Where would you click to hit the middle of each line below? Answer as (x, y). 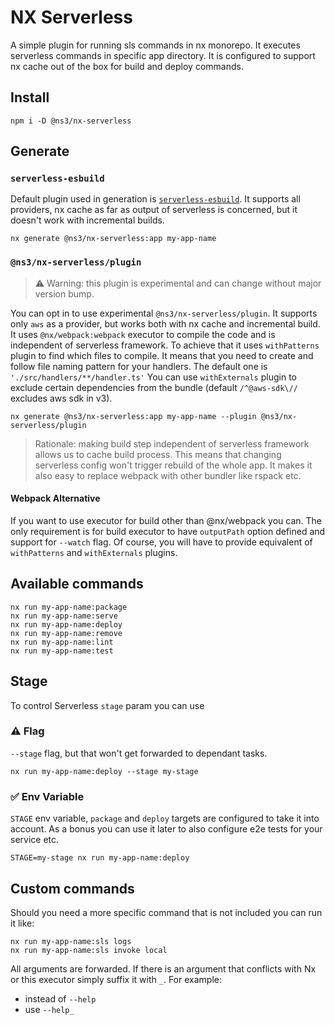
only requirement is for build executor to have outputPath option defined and (168, 531)
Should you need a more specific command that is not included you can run (166, 912)
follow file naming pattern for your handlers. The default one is (139, 366)
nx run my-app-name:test (62, 651)
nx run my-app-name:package (69, 607)
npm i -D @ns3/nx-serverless (71, 121)
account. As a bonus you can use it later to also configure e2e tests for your (166, 829)
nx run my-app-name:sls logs (71, 941)
